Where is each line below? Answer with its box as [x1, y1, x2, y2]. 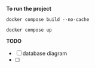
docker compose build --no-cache [6, 17, 90, 23]
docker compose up [6, 27, 52, 33]
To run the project [6, 5, 52, 12]
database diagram [22, 50, 68, 57]
